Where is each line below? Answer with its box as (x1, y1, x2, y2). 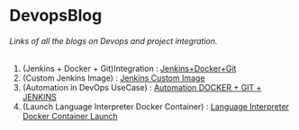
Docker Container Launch (22, 111, 119, 122)
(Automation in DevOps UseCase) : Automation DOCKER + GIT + (22, 82, 262, 93)
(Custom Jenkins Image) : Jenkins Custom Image (22, 73, 205, 83)
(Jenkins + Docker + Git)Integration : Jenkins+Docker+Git (22, 64, 237, 74)
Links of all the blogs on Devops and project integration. (9, 35, 218, 46)
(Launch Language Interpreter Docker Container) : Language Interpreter (22, 101, 290, 112)
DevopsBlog (9, 5, 103, 26)
